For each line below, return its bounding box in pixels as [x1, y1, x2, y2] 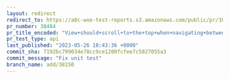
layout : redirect [6, 10, 56, 17]
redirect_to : [6, 16, 44, 23]
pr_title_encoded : [6, 29, 59, 36]
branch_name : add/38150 [6, 61, 75, 68]
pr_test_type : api [6, 36, 59, 43]
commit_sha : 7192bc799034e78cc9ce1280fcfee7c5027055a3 [6, 49, 167, 56]
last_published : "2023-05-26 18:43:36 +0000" [6, 42, 139, 49]
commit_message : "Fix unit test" [6, 55, 102, 62]
